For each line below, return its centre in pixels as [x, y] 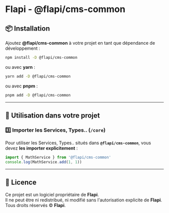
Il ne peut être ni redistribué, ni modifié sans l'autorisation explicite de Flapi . [84, 200]
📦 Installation [28, 28]
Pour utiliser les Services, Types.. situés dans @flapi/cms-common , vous [78, 143]
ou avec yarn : [20, 67]
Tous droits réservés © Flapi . [35, 205]
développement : [23, 48]
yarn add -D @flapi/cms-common [38, 76]
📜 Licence [21, 183]
